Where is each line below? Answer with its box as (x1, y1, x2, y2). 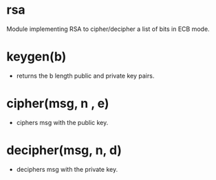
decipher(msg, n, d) (6, 143, 122, 158)
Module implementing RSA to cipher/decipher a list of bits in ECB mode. (6, 25, 210, 33)
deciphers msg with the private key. (16, 165, 118, 173)
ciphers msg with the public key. (16, 118, 109, 126)
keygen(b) (6, 49, 67, 65)
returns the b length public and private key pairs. (16, 71, 155, 80)
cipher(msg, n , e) (6, 95, 109, 111)
